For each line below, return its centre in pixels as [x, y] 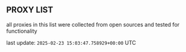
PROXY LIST [30, 10]
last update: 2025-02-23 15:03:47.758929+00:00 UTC [71, 42]
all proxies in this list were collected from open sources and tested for [93, 24]
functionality [22, 31]
